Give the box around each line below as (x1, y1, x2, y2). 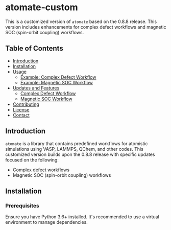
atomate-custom (5, 2, 78, 13)
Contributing (12, 101, 39, 107)
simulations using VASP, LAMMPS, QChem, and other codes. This (5, 146, 144, 152)
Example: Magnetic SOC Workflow (20, 79, 93, 85)
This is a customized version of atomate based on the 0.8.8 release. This (5, 18, 157, 25)
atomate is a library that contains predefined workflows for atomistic (5, 140, 148, 147)
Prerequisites (5, 202, 39, 209)
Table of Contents (5, 44, 64, 53)
